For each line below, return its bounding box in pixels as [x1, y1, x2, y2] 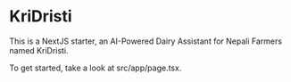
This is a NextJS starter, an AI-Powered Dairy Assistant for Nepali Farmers [9, 36, 283, 46]
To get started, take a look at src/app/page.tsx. [9, 62, 182, 73]
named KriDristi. [9, 45, 69, 55]
